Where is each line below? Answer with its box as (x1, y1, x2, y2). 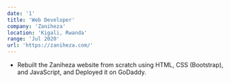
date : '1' (7, 10, 36, 17)
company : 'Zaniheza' (7, 23, 67, 29)
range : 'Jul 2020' (7, 36, 60, 43)
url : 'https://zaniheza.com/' (7, 42, 94, 49)
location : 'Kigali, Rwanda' (7, 29, 88, 36)
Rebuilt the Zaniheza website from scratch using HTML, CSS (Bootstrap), (16, 61, 224, 69)
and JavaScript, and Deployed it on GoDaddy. (16, 68, 146, 76)
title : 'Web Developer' (7, 16, 76, 23)
